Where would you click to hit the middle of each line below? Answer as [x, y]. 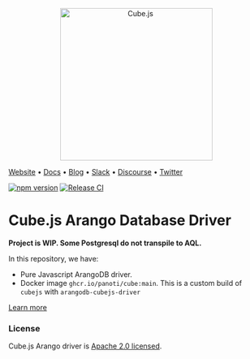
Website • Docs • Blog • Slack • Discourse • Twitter [96, 172]
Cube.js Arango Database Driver [120, 221]
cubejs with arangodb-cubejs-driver [80, 292]
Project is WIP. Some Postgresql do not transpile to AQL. [105, 243]
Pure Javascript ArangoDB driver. [76, 274]
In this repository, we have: [54, 258]
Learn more [28, 307]
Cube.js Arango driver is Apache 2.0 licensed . [85, 346]
